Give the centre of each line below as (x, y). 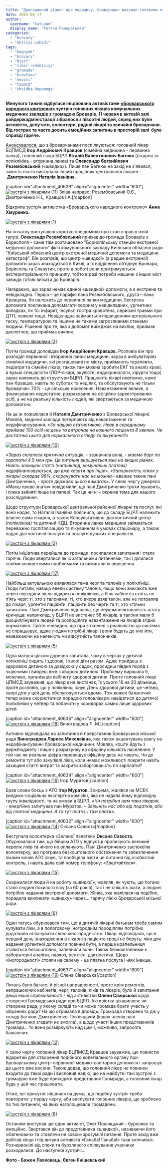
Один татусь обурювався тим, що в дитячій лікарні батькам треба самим (84, 923)
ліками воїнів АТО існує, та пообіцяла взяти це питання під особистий (80, 857)
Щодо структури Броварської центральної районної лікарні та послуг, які (84, 507)
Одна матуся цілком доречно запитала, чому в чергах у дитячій (74, 655)
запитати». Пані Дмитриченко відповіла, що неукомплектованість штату (83, 609)
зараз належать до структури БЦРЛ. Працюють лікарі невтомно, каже (81, 377)
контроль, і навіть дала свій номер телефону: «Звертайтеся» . (71, 863)
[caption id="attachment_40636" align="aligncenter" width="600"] (75, 718)
